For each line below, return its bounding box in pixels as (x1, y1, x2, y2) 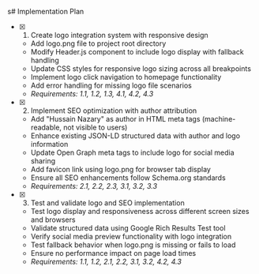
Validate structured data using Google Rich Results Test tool (30, 223, 226, 232)
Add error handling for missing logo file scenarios (30, 81, 193, 90)
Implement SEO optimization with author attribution (30, 106, 197, 115)
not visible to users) (63, 122, 128, 132)
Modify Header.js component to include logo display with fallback (30, 47, 244, 56)
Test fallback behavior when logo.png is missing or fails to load (30, 240, 236, 250)
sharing (30, 156, 56, 165)
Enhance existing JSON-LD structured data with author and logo (30, 131, 241, 141)
